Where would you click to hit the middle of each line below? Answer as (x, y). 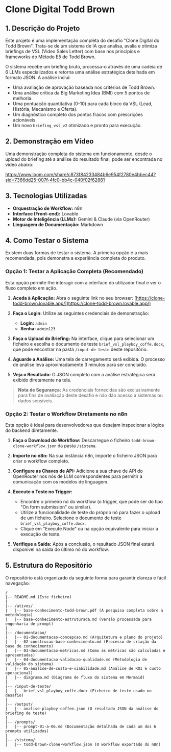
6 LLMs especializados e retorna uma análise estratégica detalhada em (80, 72)
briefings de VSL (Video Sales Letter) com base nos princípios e (73, 51)
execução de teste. (40, 534)
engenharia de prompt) (29, 624)
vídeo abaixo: (19, 164)
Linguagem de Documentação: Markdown (58, 224)
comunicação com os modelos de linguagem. (60, 482)
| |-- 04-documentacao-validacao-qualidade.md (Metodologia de (76, 660)
